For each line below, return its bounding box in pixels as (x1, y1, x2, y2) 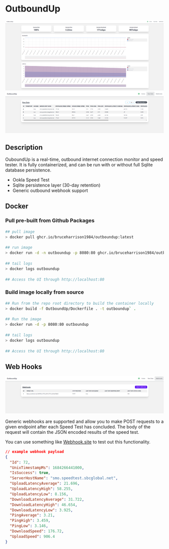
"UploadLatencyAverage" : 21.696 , (10, 481, 80, 486)
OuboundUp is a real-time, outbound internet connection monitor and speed (5, 156, 163, 162)
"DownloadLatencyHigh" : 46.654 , (10, 502, 78, 507)
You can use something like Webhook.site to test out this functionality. (5, 438, 151, 445)
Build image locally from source (5, 289, 84, 296)
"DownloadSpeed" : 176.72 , (10, 529, 64, 534)
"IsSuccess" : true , (10, 471, 51, 476)
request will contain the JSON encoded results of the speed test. (5, 429, 139, 435)
